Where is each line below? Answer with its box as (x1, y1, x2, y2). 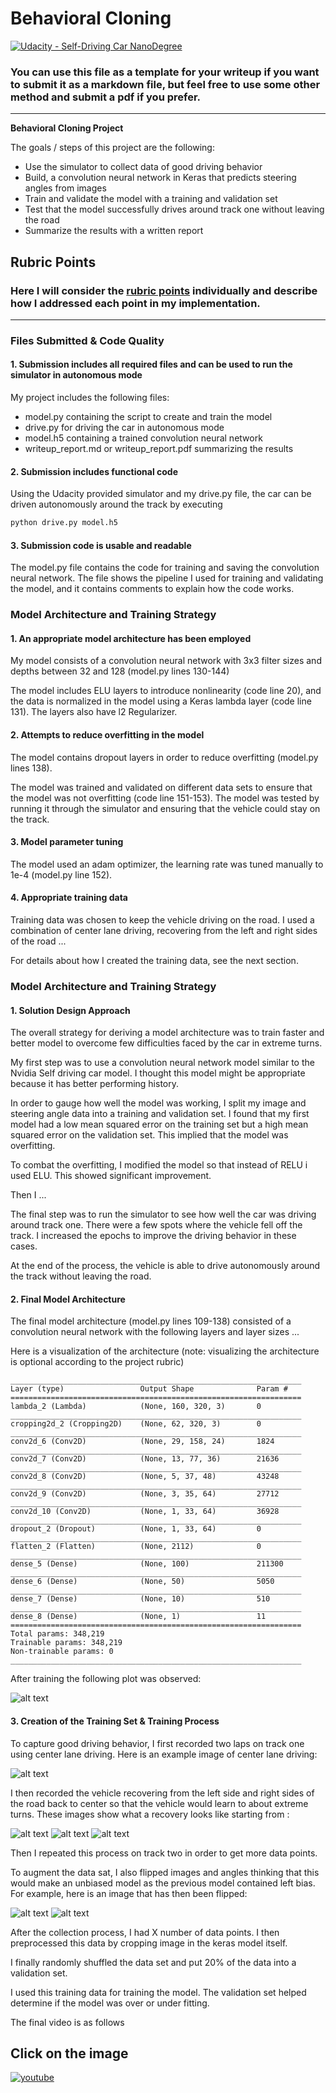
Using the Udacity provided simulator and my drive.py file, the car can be (10, 488, 312, 500)
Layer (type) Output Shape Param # (10, 1384, 288, 1394)
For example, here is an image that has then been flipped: (10, 1887, 248, 1899)
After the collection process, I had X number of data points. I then (10, 1926, 280, 1938)
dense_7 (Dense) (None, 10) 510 (10, 1594, 271, 1604)
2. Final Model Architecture (10, 1293, 126, 1305)
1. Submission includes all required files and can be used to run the (10, 358, 293, 371)
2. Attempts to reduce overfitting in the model (10, 729, 205, 741)
